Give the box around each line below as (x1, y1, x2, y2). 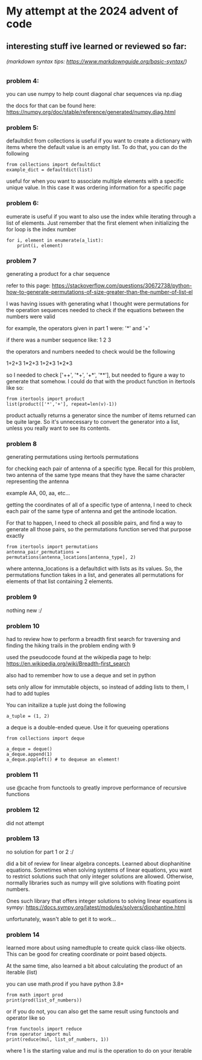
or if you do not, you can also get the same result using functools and (6, 1008, 179, 1015)
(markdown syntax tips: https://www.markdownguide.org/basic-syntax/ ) (6, 58, 188, 65)
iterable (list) (6, 969, 38, 976)
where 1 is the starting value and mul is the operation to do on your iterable (6, 1047, 192, 1055)
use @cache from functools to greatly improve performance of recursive (6, 784, 187, 791)
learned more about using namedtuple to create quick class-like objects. (6, 944, 186, 951)
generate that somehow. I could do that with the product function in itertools (6, 378, 195, 385)
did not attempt (6, 819, 45, 826)
